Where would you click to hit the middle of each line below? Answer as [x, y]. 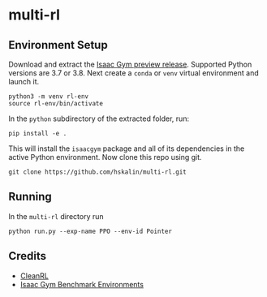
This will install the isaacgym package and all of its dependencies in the [127, 148]
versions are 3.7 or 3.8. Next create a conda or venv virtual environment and [134, 73]
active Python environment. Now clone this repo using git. [105, 157]
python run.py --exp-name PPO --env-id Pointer [90, 231]
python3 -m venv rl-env [49, 97]
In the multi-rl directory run [56, 216]
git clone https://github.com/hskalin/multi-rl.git [97, 172]
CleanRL [34, 275]
